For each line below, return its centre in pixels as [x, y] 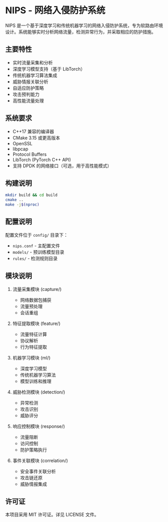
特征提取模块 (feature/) [36, 323]
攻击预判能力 [26, 94]
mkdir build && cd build [31, 195]
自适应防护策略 [28, 88]
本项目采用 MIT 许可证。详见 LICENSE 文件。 [52, 515]
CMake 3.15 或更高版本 [36, 138]
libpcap [20, 149]
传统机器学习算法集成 [35, 75]
